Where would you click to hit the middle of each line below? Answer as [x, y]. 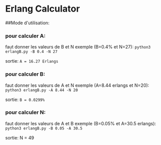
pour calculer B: [25, 74]
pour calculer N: [26, 113]
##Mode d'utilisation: [27, 23]
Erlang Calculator [43, 9]
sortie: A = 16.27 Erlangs [32, 61]
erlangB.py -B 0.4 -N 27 [31, 52]
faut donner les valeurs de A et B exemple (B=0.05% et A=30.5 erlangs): [81, 123]
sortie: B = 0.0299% [25, 100]
